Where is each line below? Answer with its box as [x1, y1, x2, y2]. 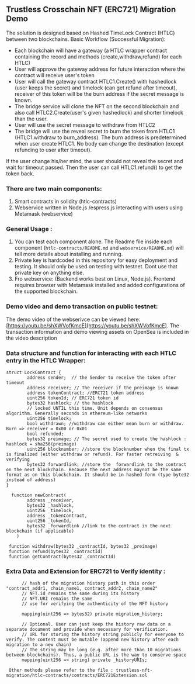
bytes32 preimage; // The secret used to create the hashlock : [27, 436, 187, 442]
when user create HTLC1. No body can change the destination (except [14, 140, 184, 147]
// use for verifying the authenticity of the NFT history [21, 601, 168, 607]
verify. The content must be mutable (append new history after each [6, 637, 179, 642]
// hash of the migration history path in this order [21, 581, 156, 586]
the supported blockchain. [14, 288, 78, 295]
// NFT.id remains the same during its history [21, 590, 140, 597]
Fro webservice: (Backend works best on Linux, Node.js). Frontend [14, 275, 176, 282]
